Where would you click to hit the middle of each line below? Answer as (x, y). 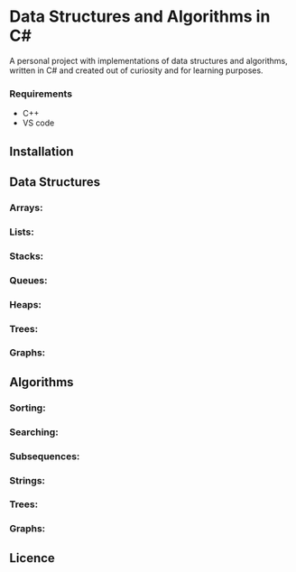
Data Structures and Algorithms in (140, 17)
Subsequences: (45, 456)
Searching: (34, 432)
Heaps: (26, 304)
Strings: (28, 480)
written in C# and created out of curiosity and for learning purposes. (136, 70)
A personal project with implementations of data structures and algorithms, (149, 60)
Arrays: (26, 208)
